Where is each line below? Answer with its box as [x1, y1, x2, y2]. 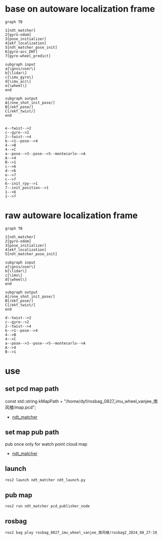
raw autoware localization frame [5, 210, 138, 221]
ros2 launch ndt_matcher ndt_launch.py [5, 477, 86, 482]
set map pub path [5, 428, 59, 436]
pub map [5, 491, 33, 499]
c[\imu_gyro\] [5, 74, 34, 80]
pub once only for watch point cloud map [5, 441, 87, 447]
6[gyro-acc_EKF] [5, 49, 38, 54]
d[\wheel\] [5, 277, 27, 282]
